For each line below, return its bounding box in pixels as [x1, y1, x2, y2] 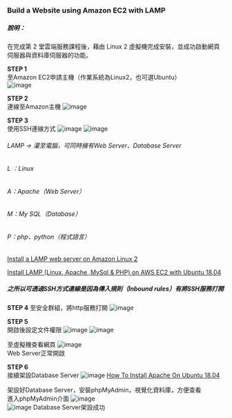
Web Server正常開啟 [7, 349, 66, 357]
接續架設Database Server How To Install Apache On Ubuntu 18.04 [7, 371, 220, 379]
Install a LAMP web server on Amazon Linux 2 [7, 255, 138, 263]
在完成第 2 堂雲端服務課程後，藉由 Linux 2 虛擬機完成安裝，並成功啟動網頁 [7, 42, 220, 51]
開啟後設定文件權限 [7, 325, 62, 334]
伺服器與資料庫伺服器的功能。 [7, 51, 92, 59]
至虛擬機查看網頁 [7, 340, 56, 348]
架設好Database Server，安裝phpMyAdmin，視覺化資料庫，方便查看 [7, 385, 202, 394]
